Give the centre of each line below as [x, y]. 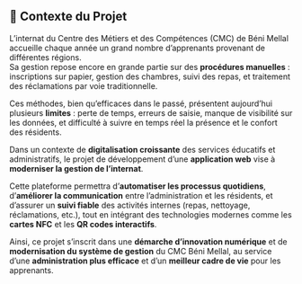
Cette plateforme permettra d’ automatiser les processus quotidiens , [138, 186]
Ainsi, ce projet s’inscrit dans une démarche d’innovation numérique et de [148, 241]
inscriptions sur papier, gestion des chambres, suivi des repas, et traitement [150, 76]
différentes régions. [46, 57]
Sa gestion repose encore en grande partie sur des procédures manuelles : [150, 67]
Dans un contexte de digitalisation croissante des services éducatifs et [142, 149]
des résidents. [36, 132]
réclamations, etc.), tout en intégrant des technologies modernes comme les [151, 214]
